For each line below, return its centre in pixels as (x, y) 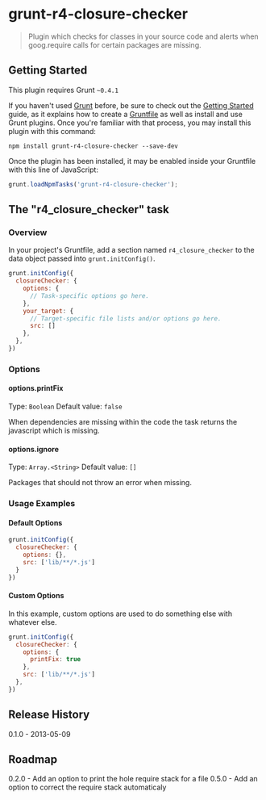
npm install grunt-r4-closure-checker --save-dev (94, 146)
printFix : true (55, 660)
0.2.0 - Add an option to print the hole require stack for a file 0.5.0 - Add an (133, 779)
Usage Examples (42, 504)
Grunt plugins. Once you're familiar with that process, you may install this (130, 123)
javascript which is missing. (54, 431)
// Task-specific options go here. (89, 295)
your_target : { (48, 311)
